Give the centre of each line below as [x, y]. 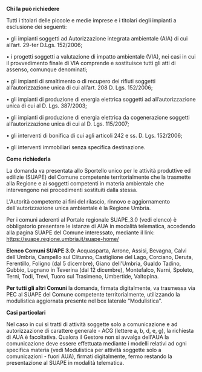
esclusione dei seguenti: [37, 27]
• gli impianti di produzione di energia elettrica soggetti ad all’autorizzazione [101, 99]
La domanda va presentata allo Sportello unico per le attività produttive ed [99, 171]
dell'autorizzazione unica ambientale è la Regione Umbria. [79, 208]
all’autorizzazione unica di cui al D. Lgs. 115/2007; [68, 124]
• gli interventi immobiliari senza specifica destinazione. [76, 147]
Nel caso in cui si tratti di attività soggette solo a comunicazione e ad [92, 324]
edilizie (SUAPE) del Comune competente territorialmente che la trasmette [99, 177]
